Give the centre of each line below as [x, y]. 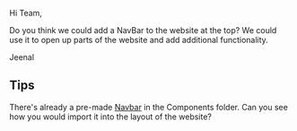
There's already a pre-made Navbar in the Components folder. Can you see [149, 107]
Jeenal [22, 57]
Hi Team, [26, 13]
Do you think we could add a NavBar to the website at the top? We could [143, 30]
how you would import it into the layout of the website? [111, 117]
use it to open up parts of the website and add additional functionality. [139, 40]
